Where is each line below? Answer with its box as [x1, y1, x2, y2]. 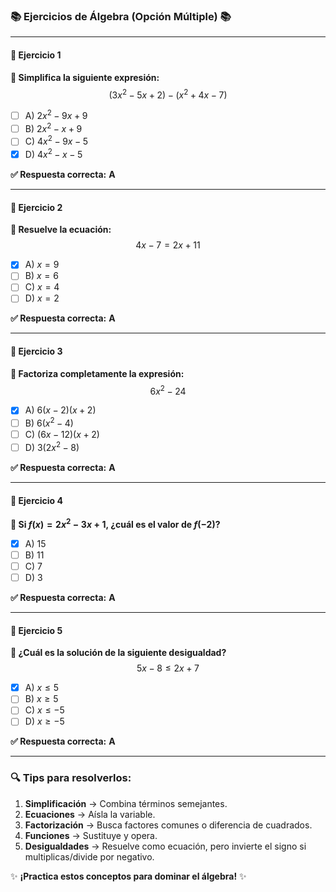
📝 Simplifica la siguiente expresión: [10, 71, 160, 83]
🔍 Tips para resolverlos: [10, 771, 132, 785]
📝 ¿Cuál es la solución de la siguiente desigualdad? [10, 647, 227, 659]
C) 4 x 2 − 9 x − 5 [24, 134, 89, 148]
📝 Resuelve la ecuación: [10, 224, 112, 236]
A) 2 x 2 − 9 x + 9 [24, 108, 88, 121]
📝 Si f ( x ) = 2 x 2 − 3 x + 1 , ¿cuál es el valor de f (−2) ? [10, 517, 221, 530]
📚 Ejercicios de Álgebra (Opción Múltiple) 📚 [10, 9, 232, 23]
